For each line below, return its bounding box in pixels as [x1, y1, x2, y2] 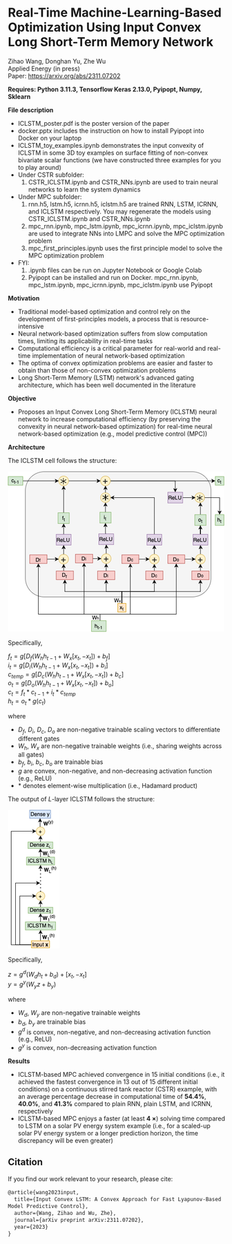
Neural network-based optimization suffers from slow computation [17, 329, 208, 338]
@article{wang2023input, [8, 1189, 79, 1196]
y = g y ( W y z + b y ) [8, 979, 57, 991]
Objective [8, 394, 37, 402]
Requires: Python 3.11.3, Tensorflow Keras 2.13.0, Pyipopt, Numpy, [8, 85, 202, 93]
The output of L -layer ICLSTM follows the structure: [8, 795, 155, 803]
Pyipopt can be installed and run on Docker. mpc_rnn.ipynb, [28, 273, 199, 281]
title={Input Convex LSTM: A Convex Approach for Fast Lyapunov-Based [14, 1196, 222, 1203]
